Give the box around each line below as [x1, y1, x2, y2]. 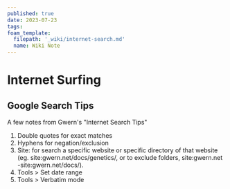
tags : [7, 23, 23, 30]
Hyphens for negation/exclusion [17, 139, 109, 147]
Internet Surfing [7, 72, 102, 88]
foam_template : [7, 29, 51, 37]
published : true [7, 10, 54, 17]
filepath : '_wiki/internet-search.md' [13, 36, 126, 43]
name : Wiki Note [13, 42, 60, 49]
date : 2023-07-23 [7, 17, 57, 24]
